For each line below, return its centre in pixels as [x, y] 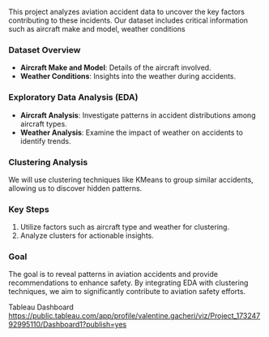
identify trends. [45, 140]
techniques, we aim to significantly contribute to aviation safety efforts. [127, 292]
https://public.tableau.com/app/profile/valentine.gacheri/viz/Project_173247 [134, 316]
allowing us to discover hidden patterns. [75, 188]
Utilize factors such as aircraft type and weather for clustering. [124, 227]
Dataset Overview [45, 50]
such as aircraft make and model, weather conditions [97, 29]
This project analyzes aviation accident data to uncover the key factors [127, 12]
